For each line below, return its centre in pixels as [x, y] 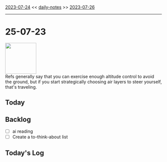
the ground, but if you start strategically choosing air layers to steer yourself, [83, 82]
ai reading [23, 131]
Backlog [18, 119]
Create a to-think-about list [40, 137]
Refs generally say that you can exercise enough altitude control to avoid [80, 76]
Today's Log [25, 153]
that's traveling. [21, 87]
